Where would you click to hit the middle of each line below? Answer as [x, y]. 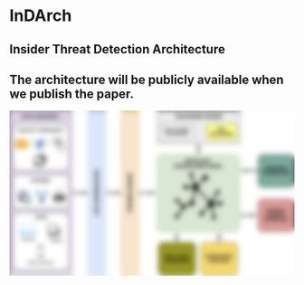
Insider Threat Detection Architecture [118, 49]
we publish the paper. [71, 94]
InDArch [41, 16]
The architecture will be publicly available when [147, 79]
